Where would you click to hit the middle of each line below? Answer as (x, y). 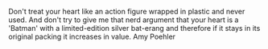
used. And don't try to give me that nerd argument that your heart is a (124, 20)
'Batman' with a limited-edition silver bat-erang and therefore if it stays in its (134, 28)
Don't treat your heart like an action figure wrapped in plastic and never (127, 11)
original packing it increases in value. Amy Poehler (92, 36)
